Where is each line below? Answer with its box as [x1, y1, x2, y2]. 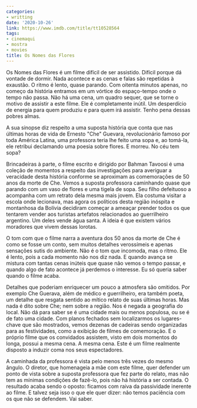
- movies [6, 47, 28, 53]
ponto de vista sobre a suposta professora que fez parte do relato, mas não [6, 370, 189, 377]
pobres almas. [6, 113, 41, 120]
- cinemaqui [6, 36, 35, 42]
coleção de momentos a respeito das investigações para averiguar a [6, 166, 172, 174]
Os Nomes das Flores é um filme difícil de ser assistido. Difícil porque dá [6, 68, 182, 75]
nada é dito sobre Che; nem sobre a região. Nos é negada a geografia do [6, 302, 183, 310]
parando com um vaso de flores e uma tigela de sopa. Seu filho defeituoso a [6, 185, 191, 192]
